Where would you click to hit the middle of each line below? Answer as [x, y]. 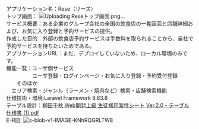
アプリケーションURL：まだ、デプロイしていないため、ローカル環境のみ [94, 53]
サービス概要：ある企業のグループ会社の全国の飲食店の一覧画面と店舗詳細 [97, 23]
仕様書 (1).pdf [23, 113]
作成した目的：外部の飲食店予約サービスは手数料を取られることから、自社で [100, 38]
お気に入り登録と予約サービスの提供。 [69, 31]
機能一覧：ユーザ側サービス [40, 68]
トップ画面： [22, 16]
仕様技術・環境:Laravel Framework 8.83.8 [57, 98]
